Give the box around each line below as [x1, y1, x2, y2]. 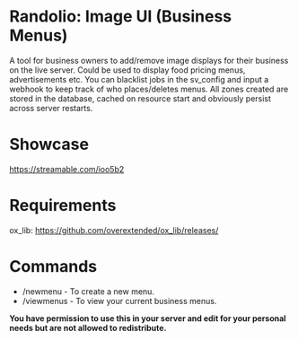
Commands [9, 257, 98, 276]
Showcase [9, 135, 90, 154]
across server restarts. [9, 102, 93, 113]
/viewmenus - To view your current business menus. [22, 295, 217, 306]
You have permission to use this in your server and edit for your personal [9, 312, 286, 324]
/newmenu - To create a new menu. [22, 285, 155, 297]
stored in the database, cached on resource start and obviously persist [9, 92, 272, 104]
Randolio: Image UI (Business [9, 6, 232, 27]
